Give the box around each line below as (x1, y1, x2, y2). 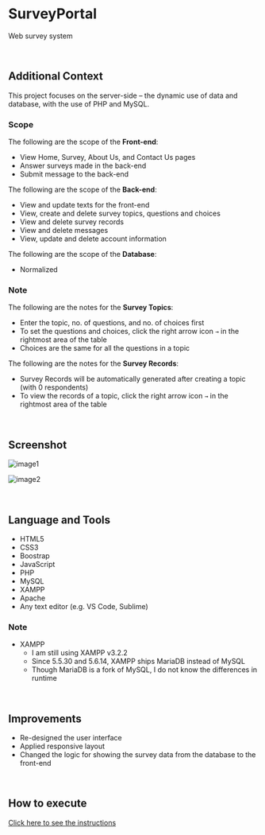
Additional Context (8, 69, 103, 83)
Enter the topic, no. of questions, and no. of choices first (19, 318, 205, 328)
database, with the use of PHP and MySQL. (8, 99, 150, 108)
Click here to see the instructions (8, 818, 117, 827)
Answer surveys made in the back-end (19, 161, 147, 171)
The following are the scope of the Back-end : (8, 184, 157, 195)
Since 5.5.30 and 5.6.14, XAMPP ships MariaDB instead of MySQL (31, 657, 246, 666)
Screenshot (8, 438, 67, 452)
